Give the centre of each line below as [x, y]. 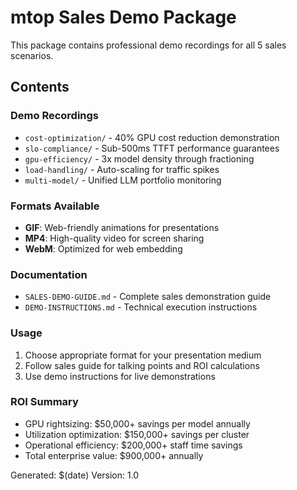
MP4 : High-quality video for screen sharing [114, 238]
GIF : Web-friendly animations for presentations [122, 227]
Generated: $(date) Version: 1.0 [75, 475]
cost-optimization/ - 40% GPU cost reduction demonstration [152, 137]
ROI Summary [44, 402]
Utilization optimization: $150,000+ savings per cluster [137, 434]
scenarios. [32, 55]
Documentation [49, 274]
